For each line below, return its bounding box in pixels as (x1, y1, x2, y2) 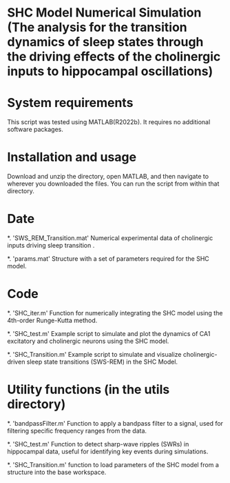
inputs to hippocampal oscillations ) (7, 63, 213, 79)
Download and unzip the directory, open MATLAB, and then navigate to (7, 172, 209, 181)
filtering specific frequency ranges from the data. (7, 426, 147, 435)
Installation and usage (7, 150, 136, 165)
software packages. (7, 126, 64, 134)
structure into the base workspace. (7, 468, 107, 476)
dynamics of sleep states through (7, 34, 204, 50)
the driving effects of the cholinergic (7, 49, 221, 65)
